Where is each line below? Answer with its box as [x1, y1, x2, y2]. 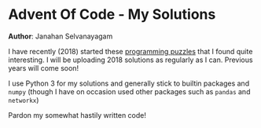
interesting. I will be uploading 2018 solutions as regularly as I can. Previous [8, 55, 253, 64]
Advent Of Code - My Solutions [8, 5, 216, 24]
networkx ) [8, 95, 39, 104]
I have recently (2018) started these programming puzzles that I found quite [8, 46, 253, 56]
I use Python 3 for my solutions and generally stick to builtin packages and [8, 79, 250, 88]
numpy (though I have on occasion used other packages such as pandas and [8, 86, 251, 96]
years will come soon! [8, 63, 79, 72]
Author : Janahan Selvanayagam [8, 31, 113, 41]
